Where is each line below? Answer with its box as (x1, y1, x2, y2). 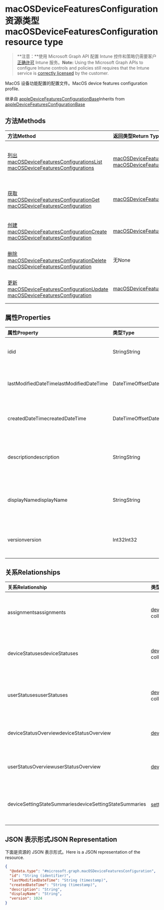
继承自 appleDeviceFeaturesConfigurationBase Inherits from (5, 96, 125, 101)
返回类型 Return (113, 132, 149, 139)
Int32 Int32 (112, 536, 138, 543)
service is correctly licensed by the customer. (17, 70, 109, 76)
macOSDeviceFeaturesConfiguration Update (7, 286, 108, 293)
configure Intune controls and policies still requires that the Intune (17, 65, 150, 71)
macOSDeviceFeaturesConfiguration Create (7, 228, 107, 235)
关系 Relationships (5, 568, 61, 576)
